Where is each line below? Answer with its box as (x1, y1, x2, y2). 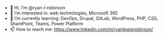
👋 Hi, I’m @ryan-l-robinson (10, 5, 65, 10)
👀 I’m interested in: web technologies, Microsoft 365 (10, 10, 118, 16)
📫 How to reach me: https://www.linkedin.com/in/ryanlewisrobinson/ (10, 26, 153, 32)
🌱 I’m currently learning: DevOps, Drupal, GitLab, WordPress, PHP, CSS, (10, 15, 158, 21)
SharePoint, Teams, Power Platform (10, 20, 84, 26)
